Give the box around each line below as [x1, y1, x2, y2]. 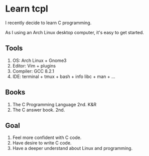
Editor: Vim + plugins [12, 62, 56, 68]
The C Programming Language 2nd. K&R [12, 101, 97, 107]
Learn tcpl [5, 3, 49, 15]
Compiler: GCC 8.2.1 [12, 68, 54, 74]
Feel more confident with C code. [12, 134, 82, 141]
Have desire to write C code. [12, 140, 72, 146]
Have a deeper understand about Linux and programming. [12, 145, 133, 151]
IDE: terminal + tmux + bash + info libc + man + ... [12, 73, 115, 80]
